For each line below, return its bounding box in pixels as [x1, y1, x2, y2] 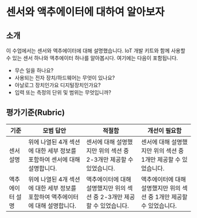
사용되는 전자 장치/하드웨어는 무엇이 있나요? [14, 74, 116, 81]
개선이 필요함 [147, 127, 182, 135]
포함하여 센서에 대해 [28, 155, 80, 163]
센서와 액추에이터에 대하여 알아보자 [6, 5, 165, 19]
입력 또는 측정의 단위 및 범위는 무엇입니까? [14, 89, 111, 96]
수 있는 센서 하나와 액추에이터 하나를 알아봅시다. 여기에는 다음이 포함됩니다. [6, 54, 178, 62]
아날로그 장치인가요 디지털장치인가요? [14, 81, 101, 88]
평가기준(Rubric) [6, 108, 65, 118]
